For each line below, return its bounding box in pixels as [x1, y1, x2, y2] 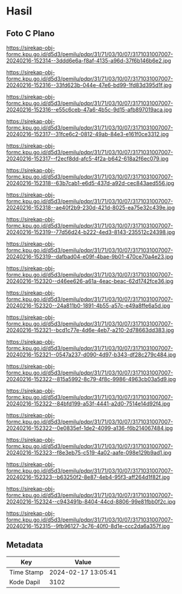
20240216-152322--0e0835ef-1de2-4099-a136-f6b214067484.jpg [6, 425, 173, 432]
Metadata [6, 540, 43, 550]
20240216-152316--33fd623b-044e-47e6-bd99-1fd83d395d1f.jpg [6, 81, 172, 89]
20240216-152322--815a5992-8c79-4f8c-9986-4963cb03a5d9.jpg [6, 376, 177, 382]
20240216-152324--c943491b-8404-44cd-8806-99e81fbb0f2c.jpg [6, 498, 176, 505]
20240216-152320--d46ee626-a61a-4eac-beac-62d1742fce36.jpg [6, 277, 174, 285]
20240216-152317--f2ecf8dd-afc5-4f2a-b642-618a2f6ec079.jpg [6, 155, 169, 162]
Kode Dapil [9, 578, 40, 586]
